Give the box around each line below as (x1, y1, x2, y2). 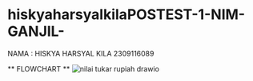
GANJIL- (7, 22, 65, 40)
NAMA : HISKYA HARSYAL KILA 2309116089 (7, 48, 155, 58)
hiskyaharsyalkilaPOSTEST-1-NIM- (7, 6, 246, 24)
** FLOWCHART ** (7, 64, 70, 73)
